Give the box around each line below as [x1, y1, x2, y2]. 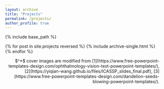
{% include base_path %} [5, 34, 57, 40]
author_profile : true [5, 20, 49, 26]
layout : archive [5, 7, 38, 12]
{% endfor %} [5, 49, 33, 54]
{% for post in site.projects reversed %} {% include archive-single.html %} [5, 43, 156, 49]
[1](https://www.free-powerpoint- [92, 58, 160, 64]
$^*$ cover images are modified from [15, 58, 92, 64]
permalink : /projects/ [5, 16, 51, 21]
